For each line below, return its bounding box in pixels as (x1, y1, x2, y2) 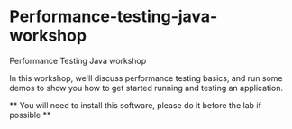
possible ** (9, 109, 51, 120)
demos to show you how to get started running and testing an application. (9, 82, 284, 93)
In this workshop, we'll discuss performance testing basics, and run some (9, 72, 283, 83)
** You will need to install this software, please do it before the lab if (9, 99, 261, 110)
